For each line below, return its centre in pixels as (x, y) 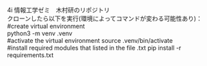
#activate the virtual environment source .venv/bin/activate (90, 40)
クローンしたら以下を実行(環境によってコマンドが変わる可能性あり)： (105, 18)
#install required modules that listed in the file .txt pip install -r (94, 48)
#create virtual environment (46, 26)
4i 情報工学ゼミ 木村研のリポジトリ (59, 10)
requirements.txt (30, 55)
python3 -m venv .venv (40, 33)
